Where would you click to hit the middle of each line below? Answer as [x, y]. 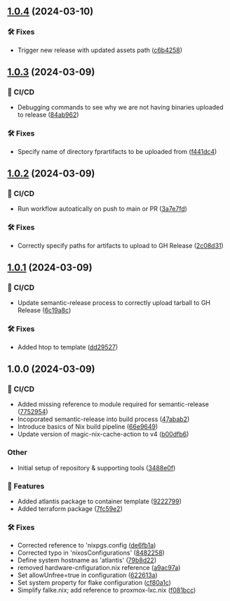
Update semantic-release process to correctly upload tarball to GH [114, 303]
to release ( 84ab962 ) [48, 115]
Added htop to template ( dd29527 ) [68, 347]
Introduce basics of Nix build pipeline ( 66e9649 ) [88, 427]
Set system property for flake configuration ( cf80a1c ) [94, 583]
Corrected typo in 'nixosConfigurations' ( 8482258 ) [91, 553]
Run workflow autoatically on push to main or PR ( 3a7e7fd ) [102, 209]
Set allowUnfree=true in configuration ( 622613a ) [87, 575]
